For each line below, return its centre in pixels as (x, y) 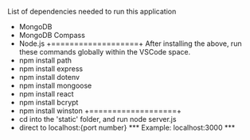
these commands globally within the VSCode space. (105, 52)
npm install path (45, 60)
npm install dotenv (49, 77)
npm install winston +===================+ (100, 111)
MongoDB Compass (52, 35)
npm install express (51, 69)
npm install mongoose (55, 85)
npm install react (46, 94)
